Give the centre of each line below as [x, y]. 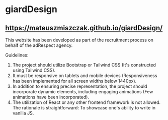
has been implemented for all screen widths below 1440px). [74, 81]
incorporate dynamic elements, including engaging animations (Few [83, 92]
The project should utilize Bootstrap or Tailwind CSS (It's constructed [84, 65]
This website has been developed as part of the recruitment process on [79, 40]
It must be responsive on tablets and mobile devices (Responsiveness [85, 76]
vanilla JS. [23, 113]
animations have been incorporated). [51, 97]
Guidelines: [17, 55]
